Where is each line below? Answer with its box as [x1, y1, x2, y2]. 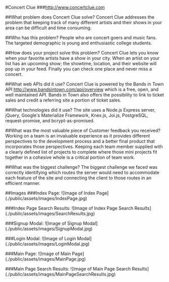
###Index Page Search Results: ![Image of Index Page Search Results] [5, 205, 151, 211]
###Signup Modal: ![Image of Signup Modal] [5, 220, 98, 226]
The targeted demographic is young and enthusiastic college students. [5, 40, 152, 46]
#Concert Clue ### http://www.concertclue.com [5, 5, 105, 10]
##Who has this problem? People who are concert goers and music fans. [5, 35, 157, 40]
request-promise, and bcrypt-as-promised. [5, 118, 95, 123]
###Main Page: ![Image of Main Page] [5, 251, 85, 257]
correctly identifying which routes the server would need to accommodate [5, 169, 160, 175]
